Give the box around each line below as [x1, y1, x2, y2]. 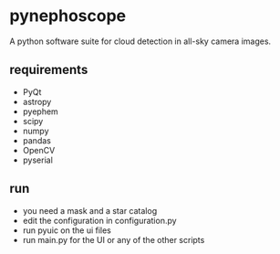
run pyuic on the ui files [22, 225, 112, 236]
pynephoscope [9, 5, 127, 26]
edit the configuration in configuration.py [22, 215, 177, 226]
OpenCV [22, 144, 56, 155]
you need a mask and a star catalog [22, 205, 158, 216]
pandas [22, 134, 52, 146]
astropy [22, 96, 52, 107]
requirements [9, 62, 88, 78]
